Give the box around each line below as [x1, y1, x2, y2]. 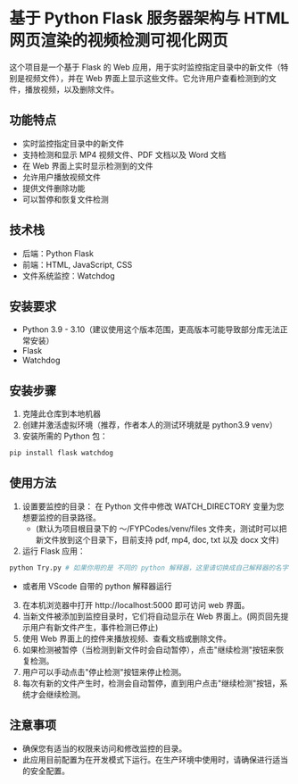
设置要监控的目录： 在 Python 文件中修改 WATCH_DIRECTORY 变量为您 [21, 501, 285, 512]
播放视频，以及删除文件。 [24, 84, 119, 95]
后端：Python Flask [21, 247, 94, 259]
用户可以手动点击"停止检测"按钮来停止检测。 [21, 666, 186, 677]
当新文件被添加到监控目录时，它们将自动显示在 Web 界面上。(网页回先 [21, 611, 281, 621]
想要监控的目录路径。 [21, 512, 101, 522]
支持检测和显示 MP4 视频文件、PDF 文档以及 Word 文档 [21, 149, 227, 160]
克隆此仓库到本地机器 [21, 408, 101, 420]
